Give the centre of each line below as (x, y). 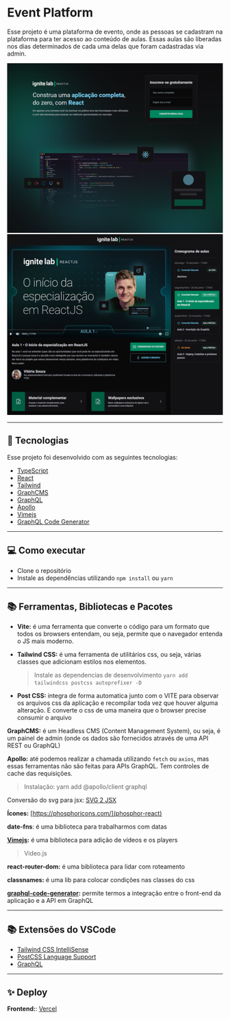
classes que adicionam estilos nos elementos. (82, 662)
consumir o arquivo (44, 718)
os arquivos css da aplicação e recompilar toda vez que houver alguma (117, 703)
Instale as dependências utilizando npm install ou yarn (95, 578)
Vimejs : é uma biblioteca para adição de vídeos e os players (92, 840)
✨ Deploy (27, 992)
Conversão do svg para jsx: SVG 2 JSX (62, 800)
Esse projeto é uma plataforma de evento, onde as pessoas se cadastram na (115, 32)
